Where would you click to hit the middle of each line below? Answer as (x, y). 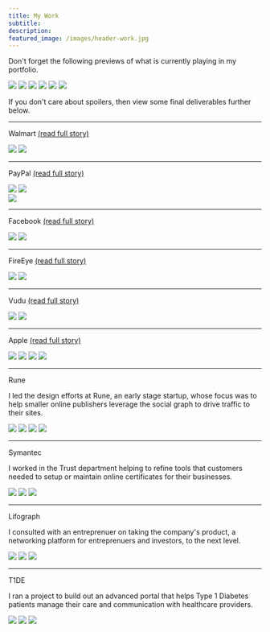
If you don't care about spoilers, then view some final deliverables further (130, 102)
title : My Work (34, 16)
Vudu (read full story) (44, 301)
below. (19, 110)
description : (30, 31)
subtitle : (25, 23)
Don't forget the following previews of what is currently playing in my (123, 61)
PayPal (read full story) (46, 173)
